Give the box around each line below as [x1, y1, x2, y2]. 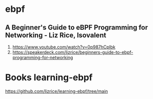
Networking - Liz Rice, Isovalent [5, 31, 106, 39]
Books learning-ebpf [5, 72, 93, 83]
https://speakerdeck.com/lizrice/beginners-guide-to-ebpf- [12, 49, 134, 55]
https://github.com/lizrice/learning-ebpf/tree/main [5, 88, 108, 94]
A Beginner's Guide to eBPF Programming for [5, 23, 148, 32]
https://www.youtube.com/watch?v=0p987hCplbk [12, 44, 116, 50]
